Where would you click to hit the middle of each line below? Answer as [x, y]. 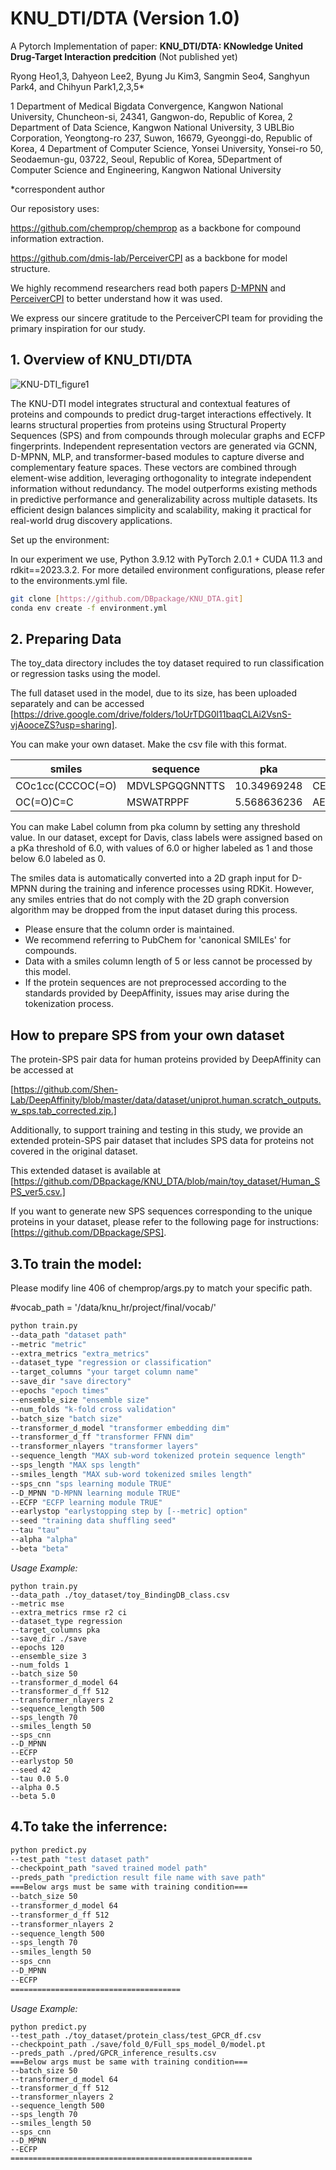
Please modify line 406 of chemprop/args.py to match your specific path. [161, 1288]
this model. [48, 972]
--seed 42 [31, 1770]
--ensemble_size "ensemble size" [80, 1400]
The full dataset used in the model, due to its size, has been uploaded [154, 693]
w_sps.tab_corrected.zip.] [63, 1111]
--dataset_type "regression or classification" [111, 1363]
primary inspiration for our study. [78, 328]
